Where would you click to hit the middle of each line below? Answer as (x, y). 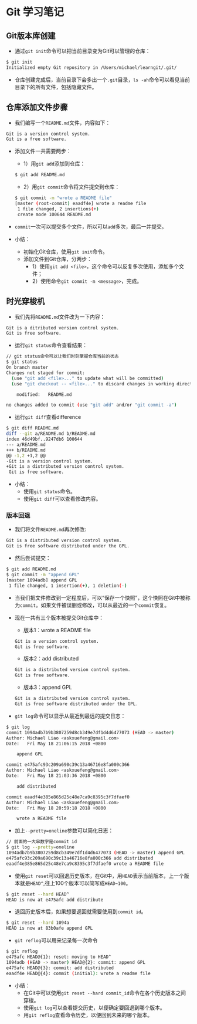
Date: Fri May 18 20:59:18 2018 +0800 (56, 808)
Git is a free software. (36, 139)
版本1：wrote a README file (57, 630)
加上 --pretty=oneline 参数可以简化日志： (64, 831)
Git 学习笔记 (35, 12)
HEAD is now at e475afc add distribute (55, 900)
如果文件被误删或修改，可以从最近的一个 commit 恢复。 (105, 605)
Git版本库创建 (31, 36)
